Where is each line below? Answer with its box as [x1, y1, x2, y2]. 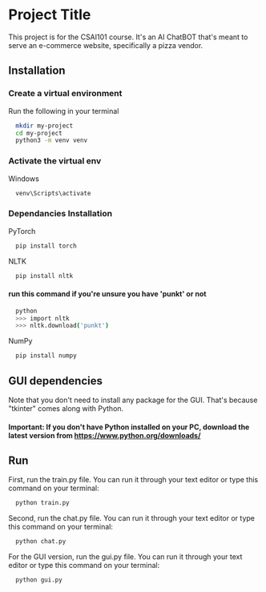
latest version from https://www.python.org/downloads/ [8, 430, 201, 440]
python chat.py [15, 538, 66, 546]
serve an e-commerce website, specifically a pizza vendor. [8, 40, 204, 50]
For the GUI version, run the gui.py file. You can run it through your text [8, 552, 243, 562]
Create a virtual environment [8, 88, 123, 99]
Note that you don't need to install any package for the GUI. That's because [8, 395, 258, 405]
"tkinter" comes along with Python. [8, 403, 124, 413]
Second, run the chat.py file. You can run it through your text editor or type [8, 513, 255, 523]
